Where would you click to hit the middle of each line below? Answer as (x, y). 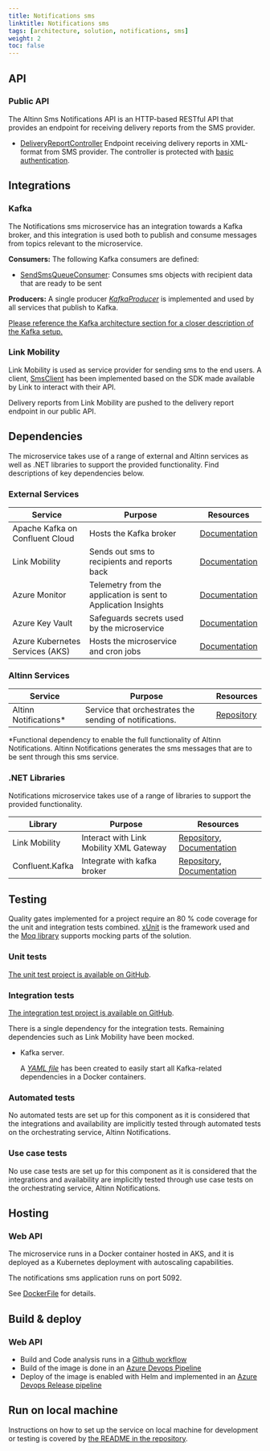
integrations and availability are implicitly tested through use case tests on (131, 1179)
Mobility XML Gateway (124, 847)
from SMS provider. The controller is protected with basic (139, 152)
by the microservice (127, 628)
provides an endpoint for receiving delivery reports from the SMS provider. (132, 127)
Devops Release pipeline (61, 1385)
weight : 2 (25, 38)
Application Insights (127, 605)
